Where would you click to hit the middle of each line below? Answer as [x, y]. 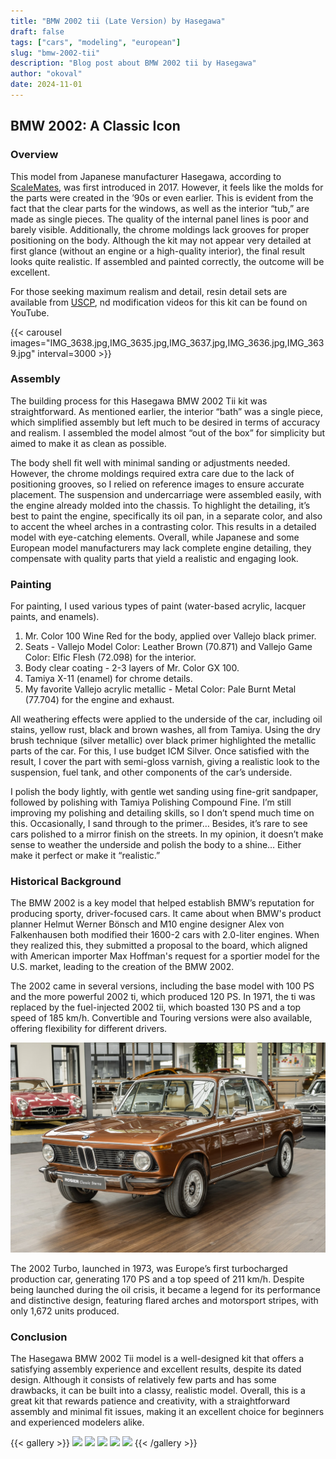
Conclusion [39, 1337]
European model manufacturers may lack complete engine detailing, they [161, 547]
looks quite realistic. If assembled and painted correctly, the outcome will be [167, 261]
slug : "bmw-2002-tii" [55, 53]
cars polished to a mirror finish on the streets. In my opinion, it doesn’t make [167, 834]
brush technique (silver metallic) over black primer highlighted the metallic [163, 741]
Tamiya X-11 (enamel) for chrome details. [108, 679]
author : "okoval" [46, 74]
